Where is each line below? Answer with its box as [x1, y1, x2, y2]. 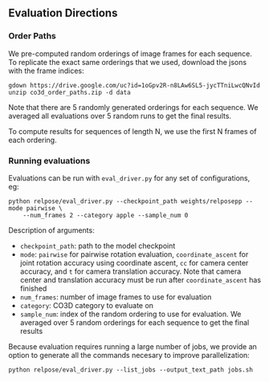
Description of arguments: [8, 225, 95, 235]
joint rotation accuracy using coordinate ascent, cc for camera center [19, 258, 249, 267]
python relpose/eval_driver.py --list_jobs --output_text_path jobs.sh [8, 365, 253, 374]
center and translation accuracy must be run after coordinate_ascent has [19, 274, 262, 284]
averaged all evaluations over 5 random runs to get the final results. [8, 111, 231, 120]
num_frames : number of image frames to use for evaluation [19, 292, 212, 302]
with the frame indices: [8, 66, 84, 75]
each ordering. [8, 135, 58, 144]
